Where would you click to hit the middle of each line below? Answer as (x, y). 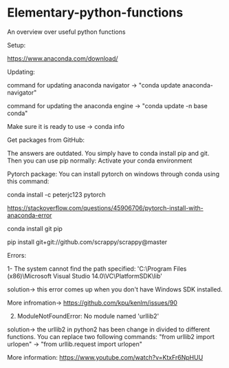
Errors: (17, 255)
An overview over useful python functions (66, 32)
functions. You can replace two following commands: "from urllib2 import (111, 336)
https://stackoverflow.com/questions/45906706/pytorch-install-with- (106, 207)
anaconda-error (30, 215)
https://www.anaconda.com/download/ (63, 58)
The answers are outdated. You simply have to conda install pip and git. (108, 153)
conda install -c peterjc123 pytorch (56, 194)
